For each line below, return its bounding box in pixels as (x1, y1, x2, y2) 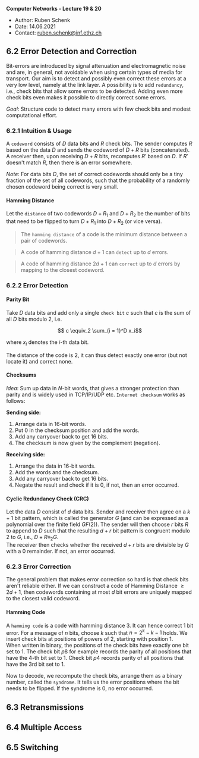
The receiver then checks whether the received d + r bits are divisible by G (6, 541, 189, 549)
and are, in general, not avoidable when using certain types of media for (6, 68, 183, 76)
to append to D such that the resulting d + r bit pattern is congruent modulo (6, 527, 190, 534)
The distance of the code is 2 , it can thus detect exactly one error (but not (6, 351, 187, 359)
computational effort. (6, 111, 58, 118)
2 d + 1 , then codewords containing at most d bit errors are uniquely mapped (6, 588, 192, 596)
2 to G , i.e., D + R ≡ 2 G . (6, 534, 59, 542)
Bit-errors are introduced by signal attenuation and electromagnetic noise (6, 62, 186, 69)
